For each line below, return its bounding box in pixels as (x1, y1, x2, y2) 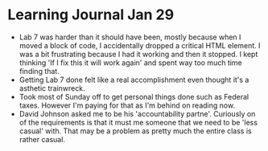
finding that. (19, 66, 60, 75)
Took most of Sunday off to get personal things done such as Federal (19, 92, 249, 101)
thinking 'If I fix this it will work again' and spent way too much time (19, 58, 242, 67)
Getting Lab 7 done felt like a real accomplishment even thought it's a (19, 75, 249, 84)
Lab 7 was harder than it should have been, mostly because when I (19, 32, 241, 42)
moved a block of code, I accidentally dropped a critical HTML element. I (19, 40, 261, 50)
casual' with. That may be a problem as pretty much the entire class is (19, 126, 252, 136)
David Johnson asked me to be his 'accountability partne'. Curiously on (19, 108, 256, 118)
